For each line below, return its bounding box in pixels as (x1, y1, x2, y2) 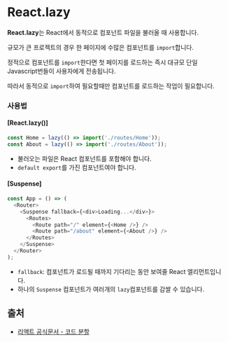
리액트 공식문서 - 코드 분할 (17, 327, 90, 336)
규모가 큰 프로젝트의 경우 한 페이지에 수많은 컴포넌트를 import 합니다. (7, 43, 194, 51)
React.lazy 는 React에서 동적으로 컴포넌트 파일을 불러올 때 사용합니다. (7, 28, 199, 36)
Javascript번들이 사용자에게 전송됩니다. (7, 67, 116, 75)
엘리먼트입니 (187, 267, 222, 275)
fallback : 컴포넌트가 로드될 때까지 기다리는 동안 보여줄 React (17, 267, 186, 275)
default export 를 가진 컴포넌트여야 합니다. (17, 163, 136, 172)
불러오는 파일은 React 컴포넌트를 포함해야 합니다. (17, 154, 152, 163)
